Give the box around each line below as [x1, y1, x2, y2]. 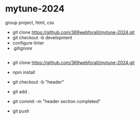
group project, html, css [5, 19, 54, 25]
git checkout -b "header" [12, 79, 64, 85]
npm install [12, 69, 35, 75]
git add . [12, 88, 30, 95]
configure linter [12, 39, 44, 45]
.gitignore [12, 45, 32, 51]
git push [12, 108, 29, 114]
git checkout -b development [12, 34, 72, 40]
